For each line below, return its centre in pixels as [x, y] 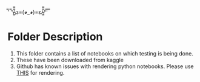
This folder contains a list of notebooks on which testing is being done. [105, 53]
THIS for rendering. [40, 72]
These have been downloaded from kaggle [70, 60]
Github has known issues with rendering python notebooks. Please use [105, 66]
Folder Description [55, 37]
